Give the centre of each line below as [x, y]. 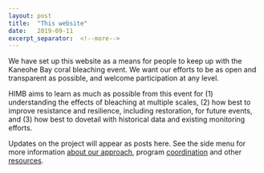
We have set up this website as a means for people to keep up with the [125, 61]
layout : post [30, 16]
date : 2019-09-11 [41, 31]
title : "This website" [48, 23]
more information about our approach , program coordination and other [125, 152]
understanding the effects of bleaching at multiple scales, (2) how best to [130, 102]
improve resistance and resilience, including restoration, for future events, [130, 111]
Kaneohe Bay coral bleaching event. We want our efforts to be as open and [132, 70]
